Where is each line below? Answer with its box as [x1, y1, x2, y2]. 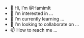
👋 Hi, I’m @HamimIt [10, 5, 51, 11]
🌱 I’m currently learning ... [10, 16, 65, 22]
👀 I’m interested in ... [10, 10, 53, 16]
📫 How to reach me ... [10, 27, 58, 33]
